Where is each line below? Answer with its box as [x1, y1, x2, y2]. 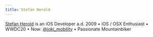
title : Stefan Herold [5, 7, 51, 12]
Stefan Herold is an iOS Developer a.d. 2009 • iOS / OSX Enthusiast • [5, 21, 149, 27]
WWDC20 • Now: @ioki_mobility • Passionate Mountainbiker [5, 26, 131, 32]
